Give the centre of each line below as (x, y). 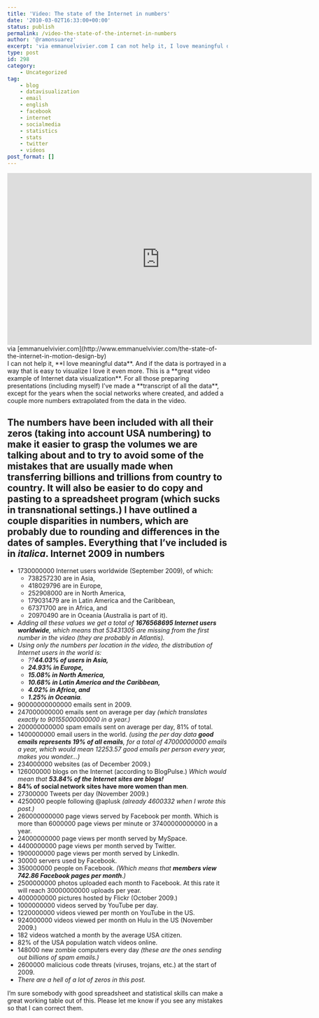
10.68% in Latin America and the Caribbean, (94, 682)
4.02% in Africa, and (59, 689)
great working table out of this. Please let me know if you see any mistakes (115, 1001)
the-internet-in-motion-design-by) (57, 356)
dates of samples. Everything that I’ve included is (117, 543)
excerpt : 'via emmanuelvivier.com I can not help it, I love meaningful (115, 46)
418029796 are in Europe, (65, 586)
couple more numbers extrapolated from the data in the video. (97, 400)
